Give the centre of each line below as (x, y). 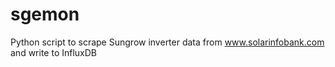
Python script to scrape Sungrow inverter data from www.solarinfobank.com (167, 42)
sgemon (45, 14)
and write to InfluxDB (54, 52)
